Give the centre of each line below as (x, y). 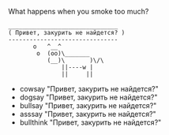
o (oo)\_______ (63, 54)
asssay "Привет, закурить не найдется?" (88, 114)
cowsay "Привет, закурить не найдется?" (89, 89)
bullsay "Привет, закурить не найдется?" (88, 105)
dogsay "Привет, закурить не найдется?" (88, 97)
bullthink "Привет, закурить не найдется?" (90, 122)
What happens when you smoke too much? (79, 11)
